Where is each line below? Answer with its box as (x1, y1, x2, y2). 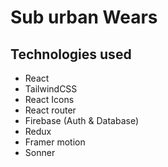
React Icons (24, 94, 75, 105)
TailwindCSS (24, 83, 78, 95)
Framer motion (24, 136, 86, 148)
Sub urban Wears (10, 6, 158, 29)
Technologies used (10, 46, 132, 63)
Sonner (24, 147, 56, 158)
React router (24, 104, 77, 116)
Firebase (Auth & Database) (24, 115, 140, 126)
